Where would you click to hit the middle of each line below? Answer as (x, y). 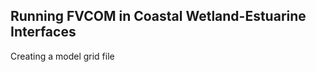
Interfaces (43, 32)
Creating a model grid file (62, 56)
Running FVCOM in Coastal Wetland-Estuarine (158, 16)
